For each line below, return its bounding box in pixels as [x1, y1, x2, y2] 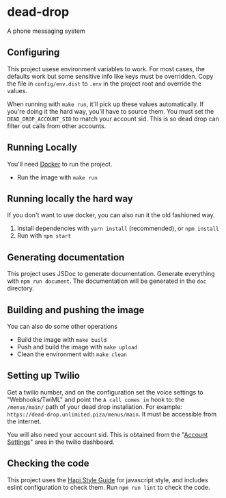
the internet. [7, 417, 42, 425]
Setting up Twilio [7, 370, 81, 382]
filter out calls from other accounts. [7, 121, 107, 130]
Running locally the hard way [7, 192, 133, 204]
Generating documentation [7, 251, 125, 263]
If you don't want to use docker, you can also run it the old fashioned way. [7, 211, 215, 219]
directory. [7, 284, 34, 292]
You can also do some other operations [7, 323, 118, 330]
